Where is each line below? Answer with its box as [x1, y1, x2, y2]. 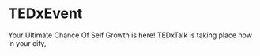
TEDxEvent [8, 5, 83, 23]
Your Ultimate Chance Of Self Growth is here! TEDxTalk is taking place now [8, 30, 253, 40]
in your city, [8, 38, 47, 47]
